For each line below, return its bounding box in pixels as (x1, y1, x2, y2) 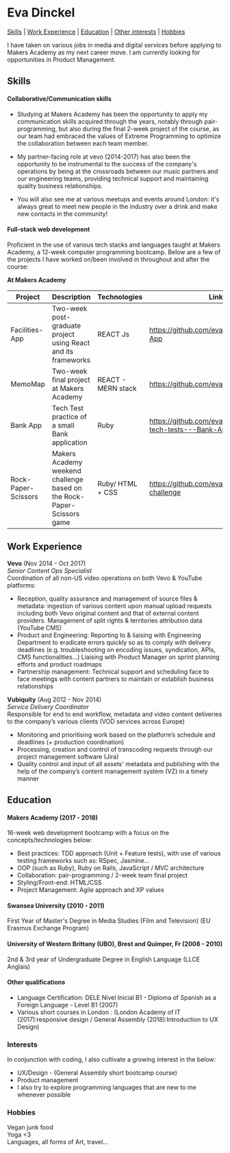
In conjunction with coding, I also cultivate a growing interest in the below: (7, 1055, 216, 1064)
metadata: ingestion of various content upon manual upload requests (16, 601, 212, 609)
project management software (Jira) (16, 752, 119, 761)
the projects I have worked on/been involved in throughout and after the (7, 255, 210, 263)
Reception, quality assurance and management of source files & (16, 594, 198, 603)
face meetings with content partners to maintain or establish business (16, 675, 214, 683)
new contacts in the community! (16, 210, 108, 218)
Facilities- (10, 325, 44, 335)
